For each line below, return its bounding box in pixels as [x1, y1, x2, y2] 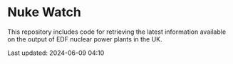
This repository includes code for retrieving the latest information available [7, 27, 227, 36]
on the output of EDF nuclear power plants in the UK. [7, 34, 162, 43]
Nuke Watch [7, 4, 82, 20]
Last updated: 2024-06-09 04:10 [7, 49, 105, 57]
